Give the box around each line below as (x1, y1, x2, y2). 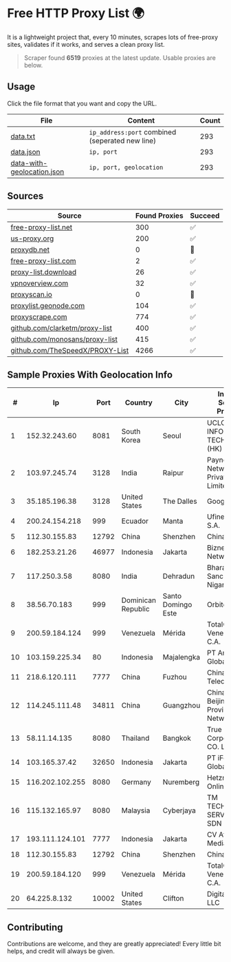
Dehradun (162, 571, 195, 581)
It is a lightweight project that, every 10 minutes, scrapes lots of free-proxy (7, 32, 219, 41)
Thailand (121, 733, 150, 743)
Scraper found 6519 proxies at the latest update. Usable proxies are (23, 53, 217, 62)
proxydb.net (10, 245, 50, 254)
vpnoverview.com (10, 278, 69, 288)
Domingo (162, 600, 192, 610)
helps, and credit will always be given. (7, 947, 115, 955)
